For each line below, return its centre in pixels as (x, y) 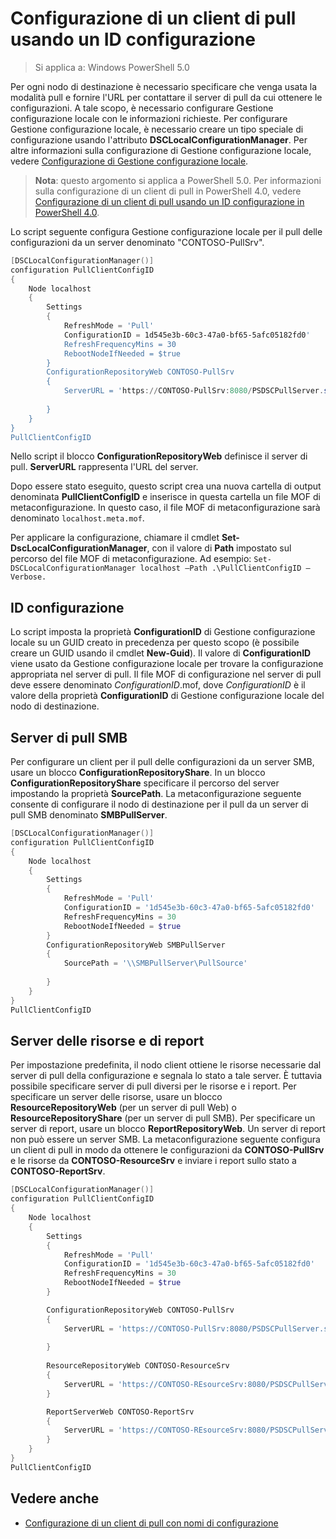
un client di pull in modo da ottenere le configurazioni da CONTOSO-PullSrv (167, 1150)
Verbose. (28, 577)
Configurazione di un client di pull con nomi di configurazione (151, 1523)
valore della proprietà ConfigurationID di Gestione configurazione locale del (167, 696)
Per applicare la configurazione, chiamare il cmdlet (115, 538)
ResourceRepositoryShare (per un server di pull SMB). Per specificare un (163, 1118)
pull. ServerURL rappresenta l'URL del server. (104, 467)
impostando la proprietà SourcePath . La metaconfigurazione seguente (156, 794)
